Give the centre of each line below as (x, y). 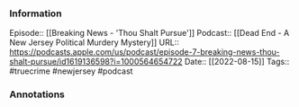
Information (36, 13)
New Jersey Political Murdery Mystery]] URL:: (95, 42)
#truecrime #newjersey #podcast (71, 71)
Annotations (37, 94)
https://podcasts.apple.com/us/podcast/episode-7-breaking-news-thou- (145, 52)
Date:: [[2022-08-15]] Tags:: (237, 62)
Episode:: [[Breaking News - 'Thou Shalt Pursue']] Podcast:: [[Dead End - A (149, 33)
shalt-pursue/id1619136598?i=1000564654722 (96, 62)
